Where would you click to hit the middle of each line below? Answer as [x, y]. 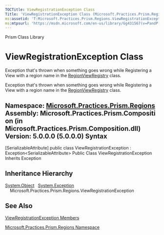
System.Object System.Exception [40, 185]
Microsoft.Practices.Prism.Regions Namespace [52, 227]
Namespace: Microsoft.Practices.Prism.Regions [80, 106]
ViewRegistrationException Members [42, 217]
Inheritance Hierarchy [39, 174]
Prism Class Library [25, 37]
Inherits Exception [23, 158]
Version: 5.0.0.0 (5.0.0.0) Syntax [56, 136]
